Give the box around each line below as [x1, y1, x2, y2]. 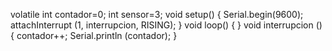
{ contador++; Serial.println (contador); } [10, 30, 178, 41]
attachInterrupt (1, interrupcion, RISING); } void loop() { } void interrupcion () [10, 19, 323, 31]
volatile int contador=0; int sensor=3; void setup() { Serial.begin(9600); [10, 9, 304, 20]
